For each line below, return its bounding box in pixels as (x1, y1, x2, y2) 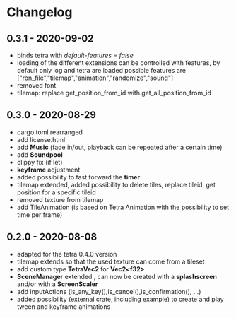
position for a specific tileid (16, 188, 96, 196)
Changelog (6, 4, 73, 20)
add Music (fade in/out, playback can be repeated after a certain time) (16, 143, 223, 151)
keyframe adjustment (16, 165, 81, 174)
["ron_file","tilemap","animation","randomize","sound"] (16, 73, 174, 82)
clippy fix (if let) (16, 158, 63, 166)
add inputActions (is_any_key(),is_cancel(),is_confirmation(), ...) (16, 287, 201, 295)
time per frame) (16, 210, 63, 219)
